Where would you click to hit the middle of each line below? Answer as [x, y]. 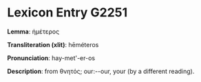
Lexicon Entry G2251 [67, 13]
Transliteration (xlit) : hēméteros [53, 44]
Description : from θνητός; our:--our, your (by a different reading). [101, 71]
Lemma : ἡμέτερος [33, 31]
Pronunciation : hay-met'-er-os [51, 58]
